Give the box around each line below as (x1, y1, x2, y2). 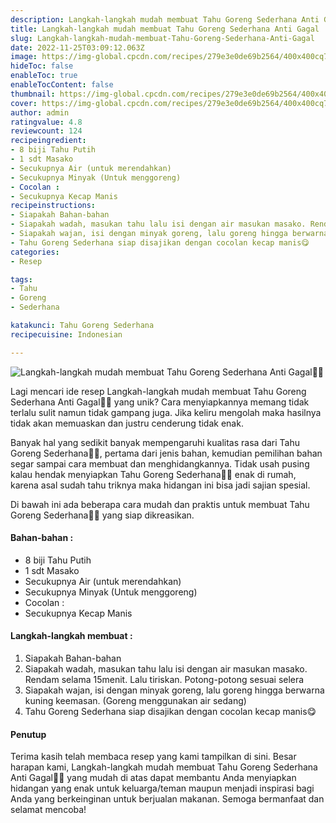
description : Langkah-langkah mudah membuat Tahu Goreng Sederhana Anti (10, 14, 320, 25)
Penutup (10, 728, 47, 740)
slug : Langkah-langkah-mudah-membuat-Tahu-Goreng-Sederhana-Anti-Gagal (10, 33, 315, 43)
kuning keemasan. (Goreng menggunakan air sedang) (24, 695, 247, 707)
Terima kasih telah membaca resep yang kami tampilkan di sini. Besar (10, 751, 297, 763)
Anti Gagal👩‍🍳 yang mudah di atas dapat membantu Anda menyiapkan (10, 772, 297, 784)
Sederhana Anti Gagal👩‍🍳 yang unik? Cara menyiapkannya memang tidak (10, 396, 310, 408)
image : (10, 52, 38, 62)
